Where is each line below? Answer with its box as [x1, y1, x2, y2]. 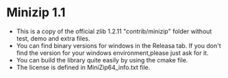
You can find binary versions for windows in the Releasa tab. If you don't [16, 41, 221, 50]
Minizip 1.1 [6, 5, 66, 20]
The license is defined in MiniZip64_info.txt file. [16, 63, 151, 71]
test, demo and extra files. [16, 34, 90, 42]
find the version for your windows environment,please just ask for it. [16, 49, 209, 57]
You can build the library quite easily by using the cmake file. [16, 56, 188, 64]
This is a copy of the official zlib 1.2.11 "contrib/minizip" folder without [16, 27, 212, 35]
